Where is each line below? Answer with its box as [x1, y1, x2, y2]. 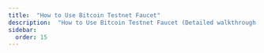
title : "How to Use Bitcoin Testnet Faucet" [8, 11, 160, 19]
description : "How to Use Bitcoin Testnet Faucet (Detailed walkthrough [8, 19, 257, 26]
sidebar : [8, 26, 37, 34]
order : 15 [15, 33, 47, 41]
